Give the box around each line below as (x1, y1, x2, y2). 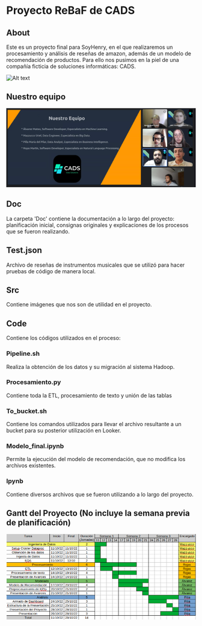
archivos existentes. (6, 462, 56, 469)
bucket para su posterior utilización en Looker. (6, 427, 121, 434)
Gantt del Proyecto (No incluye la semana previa (6, 508, 191, 518)
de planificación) (6, 518, 71, 528)
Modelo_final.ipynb (6, 442, 64, 450)
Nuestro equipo (6, 91, 66, 102)
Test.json (6, 245, 42, 256)
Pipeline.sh (6, 350, 40, 358)
